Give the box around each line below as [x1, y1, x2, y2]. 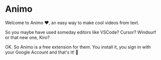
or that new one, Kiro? [5, 34, 50, 40]
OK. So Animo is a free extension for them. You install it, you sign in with [5, 44, 151, 50]
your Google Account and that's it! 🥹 [5, 49, 79, 55]
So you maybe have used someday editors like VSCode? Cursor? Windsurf [5, 29, 156, 35]
